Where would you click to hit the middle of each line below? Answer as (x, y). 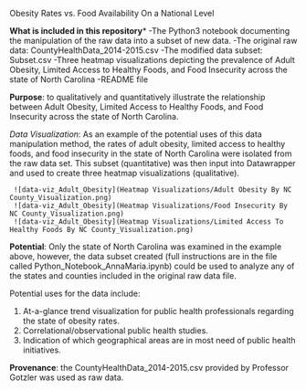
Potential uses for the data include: (75, 293)
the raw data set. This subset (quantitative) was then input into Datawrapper (153, 163)
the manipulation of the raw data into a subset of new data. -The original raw (153, 41)
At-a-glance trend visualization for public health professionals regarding (158, 311)
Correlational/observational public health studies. (115, 331)
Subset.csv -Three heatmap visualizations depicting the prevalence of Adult (152, 60)
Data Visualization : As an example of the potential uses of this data (136, 134)
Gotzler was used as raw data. (67, 377)
